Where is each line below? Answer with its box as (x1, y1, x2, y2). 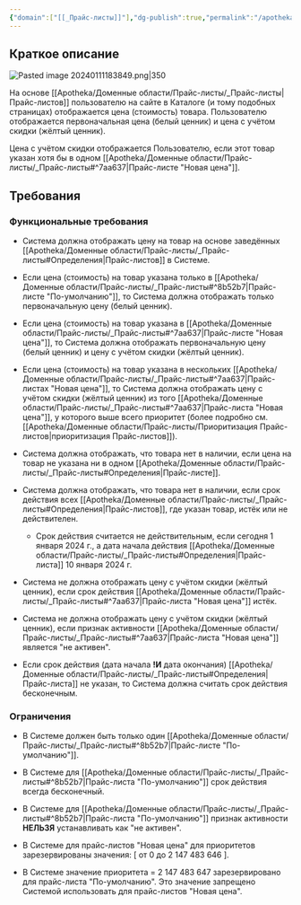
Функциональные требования (9, 215, 149, 227)
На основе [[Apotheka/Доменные (9, 87, 137, 99)
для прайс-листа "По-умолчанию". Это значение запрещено (21, 876, 256, 887)
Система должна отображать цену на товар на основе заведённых (21, 235, 280, 247)
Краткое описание (9, 47, 119, 62)
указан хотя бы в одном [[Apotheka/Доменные (9, 153, 189, 163)
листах (21, 383, 49, 394)
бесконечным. (21, 688, 78, 699)
